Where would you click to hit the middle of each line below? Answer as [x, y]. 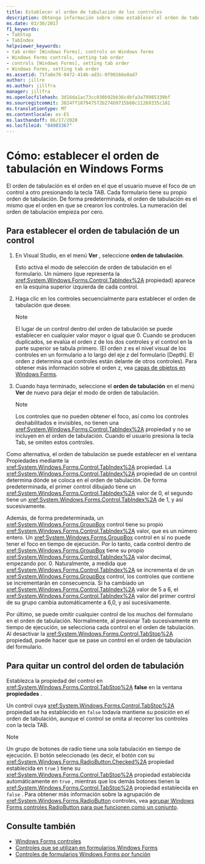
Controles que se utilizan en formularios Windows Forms [86, 847]
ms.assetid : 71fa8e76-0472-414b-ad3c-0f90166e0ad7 [72, 75]
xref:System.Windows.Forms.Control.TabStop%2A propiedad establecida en [102, 788]
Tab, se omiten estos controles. [55, 442]
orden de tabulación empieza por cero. [55, 212]
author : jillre [26, 80]
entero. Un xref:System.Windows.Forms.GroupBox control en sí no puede [99, 537]
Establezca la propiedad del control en [55, 681]
